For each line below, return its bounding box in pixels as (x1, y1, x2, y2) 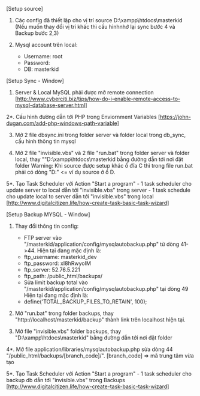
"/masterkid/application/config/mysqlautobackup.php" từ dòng (23, 240, 180, 248)
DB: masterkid (23, 65, 59, 73)
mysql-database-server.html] (14, 102, 87, 109)
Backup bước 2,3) (14, 29, 59, 37)
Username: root (23, 53, 63, 59)
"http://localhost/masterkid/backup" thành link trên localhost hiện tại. (14, 316, 186, 323)
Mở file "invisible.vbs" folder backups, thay (14, 327, 122, 335)
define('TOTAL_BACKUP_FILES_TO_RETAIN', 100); (23, 298, 147, 305)
